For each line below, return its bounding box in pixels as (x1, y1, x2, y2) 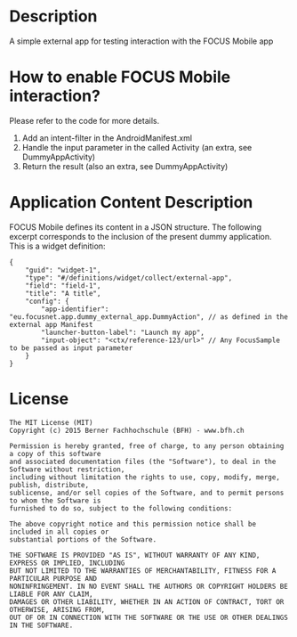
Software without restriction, (9, 465, 125, 474)
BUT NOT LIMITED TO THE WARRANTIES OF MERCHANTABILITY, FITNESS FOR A (9, 566, 277, 576)
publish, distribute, (9, 480, 90, 489)
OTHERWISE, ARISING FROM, (9, 605, 105, 614)
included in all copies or (9, 527, 109, 536)
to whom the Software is (9, 496, 101, 505)
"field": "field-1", (25, 281, 101, 290)
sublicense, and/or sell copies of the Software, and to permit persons (9, 488, 285, 497)
